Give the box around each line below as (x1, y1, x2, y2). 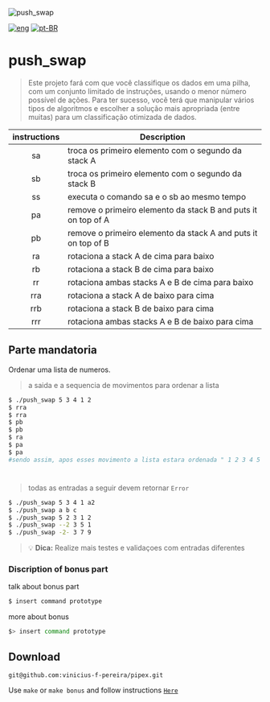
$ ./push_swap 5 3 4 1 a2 (8, 498, 95, 506)
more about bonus (8, 612, 70, 621)
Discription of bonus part (8, 564, 108, 575)
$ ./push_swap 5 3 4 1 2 (8, 395, 92, 404)
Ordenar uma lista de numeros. (8, 365, 111, 374)
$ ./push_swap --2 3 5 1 (8, 521, 92, 529)
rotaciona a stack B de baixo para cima (67, 303, 215, 314)
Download (8, 650, 60, 663)
